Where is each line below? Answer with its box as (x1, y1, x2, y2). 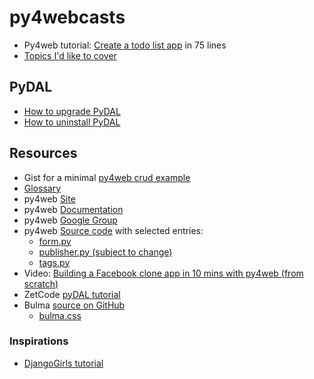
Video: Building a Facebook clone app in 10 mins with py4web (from (23, 267, 304, 279)
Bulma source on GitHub (23, 299, 126, 311)
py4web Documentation (23, 203, 124, 215)
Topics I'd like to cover (23, 49, 117, 61)
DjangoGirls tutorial (23, 357, 104, 369)
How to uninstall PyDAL (23, 116, 121, 128)
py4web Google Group (23, 214, 118, 226)
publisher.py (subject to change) (38, 246, 173, 258)
